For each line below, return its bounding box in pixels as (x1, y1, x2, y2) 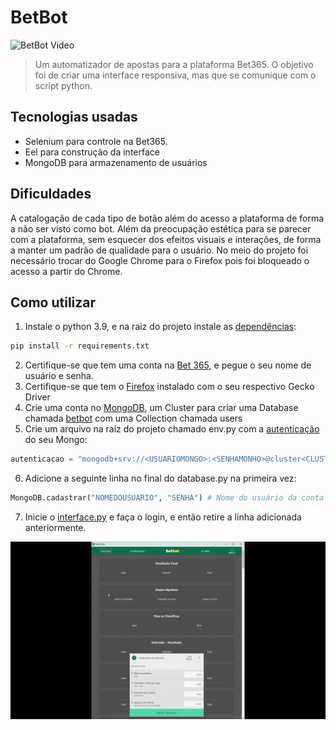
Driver (24, 391, 51, 403)
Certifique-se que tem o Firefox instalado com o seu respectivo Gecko (24, 381, 315, 393)
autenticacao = (10, 454, 74, 465)
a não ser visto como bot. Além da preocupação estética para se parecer (10, 222, 312, 235)
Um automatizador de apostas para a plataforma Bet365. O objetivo (34, 58, 314, 70)
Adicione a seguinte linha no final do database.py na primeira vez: (24, 472, 297, 485)
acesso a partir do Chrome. (10, 265, 123, 277)
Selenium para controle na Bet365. (24, 135, 168, 147)
